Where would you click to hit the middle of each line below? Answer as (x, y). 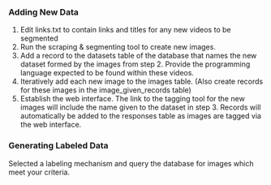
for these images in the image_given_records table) (106, 90)
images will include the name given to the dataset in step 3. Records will (140, 107)
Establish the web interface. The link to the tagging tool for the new (132, 99)
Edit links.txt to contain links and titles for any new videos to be (125, 30)
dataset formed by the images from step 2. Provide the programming (135, 64)
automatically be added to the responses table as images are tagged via (141, 116)
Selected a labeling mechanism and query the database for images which (131, 163)
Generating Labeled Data (58, 146)
